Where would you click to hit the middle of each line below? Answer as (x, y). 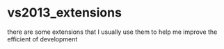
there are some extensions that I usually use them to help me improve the (112, 32)
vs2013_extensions (64, 13)
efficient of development (42, 39)
